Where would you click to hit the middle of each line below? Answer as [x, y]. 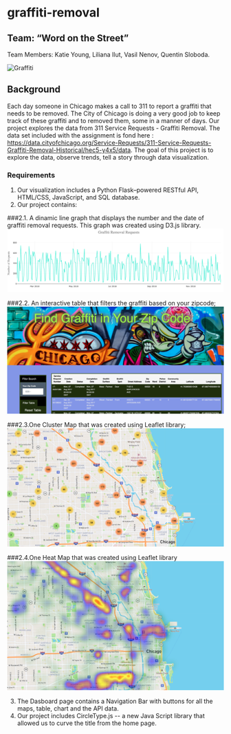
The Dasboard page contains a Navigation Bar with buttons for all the [115, 701]
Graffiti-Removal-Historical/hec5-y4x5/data [69, 150]
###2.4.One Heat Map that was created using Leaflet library [92, 558]
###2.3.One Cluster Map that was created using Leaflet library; [97, 424]
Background [34, 90]
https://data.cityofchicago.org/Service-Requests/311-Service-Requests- [109, 142]
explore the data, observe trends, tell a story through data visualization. [108, 157]
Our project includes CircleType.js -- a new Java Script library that [111, 716]
